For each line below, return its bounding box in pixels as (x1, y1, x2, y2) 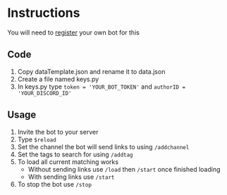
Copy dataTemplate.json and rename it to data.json (17, 67, 166, 75)
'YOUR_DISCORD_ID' (17, 89, 72, 96)
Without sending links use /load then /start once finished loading (27, 165, 221, 173)
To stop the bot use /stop (17, 180, 92, 188)
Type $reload (17, 135, 56, 144)
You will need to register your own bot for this (7, 28, 140, 37)
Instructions (7, 5, 80, 21)
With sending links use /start (27, 172, 115, 181)
